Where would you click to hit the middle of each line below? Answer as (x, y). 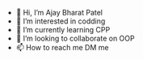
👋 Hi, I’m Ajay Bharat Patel (59, 13)
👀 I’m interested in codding (61, 21)
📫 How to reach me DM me (62, 47)
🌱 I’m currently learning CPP (63, 30)
